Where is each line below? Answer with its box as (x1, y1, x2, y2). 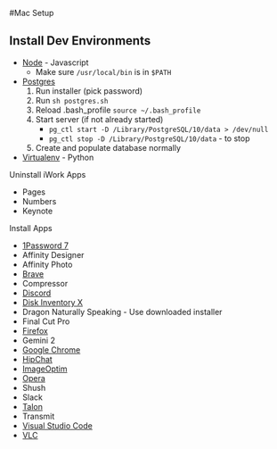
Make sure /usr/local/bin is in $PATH (35, 66, 172, 77)
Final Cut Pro (21, 316, 70, 327)
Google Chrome (21, 344, 81, 355)
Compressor (21, 278, 69, 288)
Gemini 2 (21, 335, 56, 345)
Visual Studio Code (21, 420, 94, 431)
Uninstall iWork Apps (9, 169, 86, 179)
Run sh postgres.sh (35, 95, 109, 105)
